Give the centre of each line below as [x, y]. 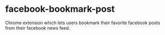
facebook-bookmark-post [60, 9]
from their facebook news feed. [38, 28]
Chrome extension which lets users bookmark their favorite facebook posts [83, 23]
